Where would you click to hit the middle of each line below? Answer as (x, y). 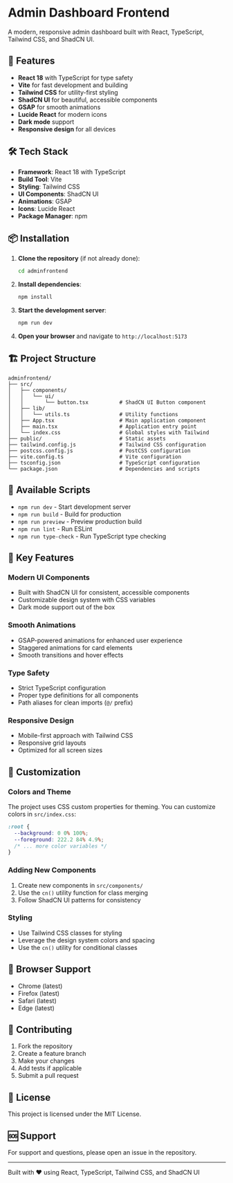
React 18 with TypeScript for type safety (75, 77)
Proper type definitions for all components (78, 695)
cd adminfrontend (43, 271)
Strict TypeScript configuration (62, 688)
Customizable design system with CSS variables (87, 600)
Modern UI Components (49, 577)
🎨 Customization (44, 772)
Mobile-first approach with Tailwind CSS (75, 736)
